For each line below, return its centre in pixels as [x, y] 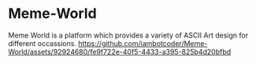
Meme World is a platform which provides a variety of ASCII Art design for [128, 35]
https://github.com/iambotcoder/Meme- [143, 43]
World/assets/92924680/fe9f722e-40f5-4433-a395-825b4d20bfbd [120, 52]
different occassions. [43, 43]
